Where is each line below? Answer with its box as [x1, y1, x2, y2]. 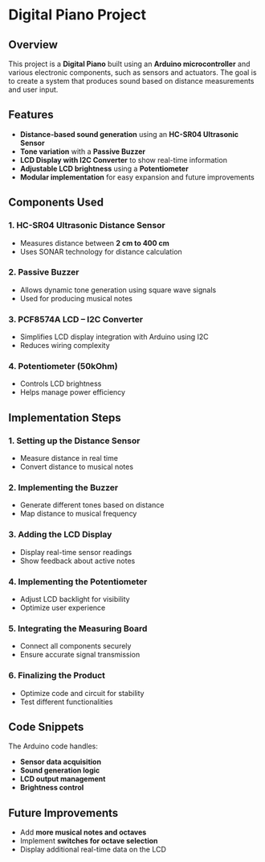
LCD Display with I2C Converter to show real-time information [19, 155, 227, 164]
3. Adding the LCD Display [8, 529, 112, 541]
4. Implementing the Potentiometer [8, 576, 148, 587]
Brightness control [19, 783, 84, 793]
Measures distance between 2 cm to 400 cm [19, 238, 170, 247]
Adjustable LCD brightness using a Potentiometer [19, 164, 189, 173]
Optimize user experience [19, 603, 106, 612]
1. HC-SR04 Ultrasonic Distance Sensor [8, 220, 166, 231]
